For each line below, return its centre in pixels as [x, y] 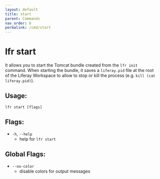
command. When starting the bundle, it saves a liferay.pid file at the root [80, 71]
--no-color [23, 166]
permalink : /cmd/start [28, 28]
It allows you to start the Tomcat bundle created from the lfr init [71, 65]
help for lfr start [37, 139]
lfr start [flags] [24, 107]
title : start [18, 14]
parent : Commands [23, 18]
